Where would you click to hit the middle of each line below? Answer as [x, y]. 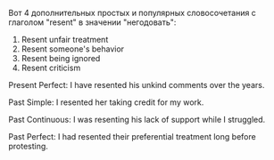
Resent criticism [51, 68]
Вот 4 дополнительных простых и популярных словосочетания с [132, 13]
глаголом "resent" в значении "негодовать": [92, 22]
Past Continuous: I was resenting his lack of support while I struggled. [137, 120]
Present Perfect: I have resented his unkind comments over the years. [137, 85]
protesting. [28, 146]
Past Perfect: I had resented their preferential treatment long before [132, 136]
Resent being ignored [61, 58]
